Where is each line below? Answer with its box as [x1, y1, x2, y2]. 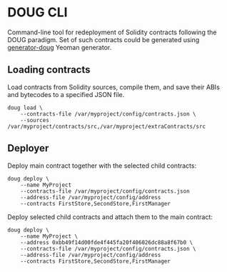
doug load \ [7, 104, 43, 111]
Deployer [7, 142, 49, 154]
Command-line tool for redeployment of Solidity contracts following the [7, 28, 217, 36]
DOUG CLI [7, 4, 68, 21]
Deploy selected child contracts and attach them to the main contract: [7, 212, 213, 221]
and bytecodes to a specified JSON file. [7, 90, 125, 99]
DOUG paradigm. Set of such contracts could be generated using [7, 35, 200, 44]
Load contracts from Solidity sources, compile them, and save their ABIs [7, 83, 220, 91]
